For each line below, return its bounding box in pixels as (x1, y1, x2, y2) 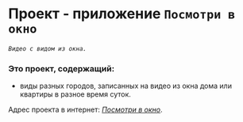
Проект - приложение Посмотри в (8, 5, 236, 23)
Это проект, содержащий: (8, 63, 115, 74)
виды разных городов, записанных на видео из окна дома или (19, 81, 233, 91)
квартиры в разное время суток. (19, 90, 131, 99)
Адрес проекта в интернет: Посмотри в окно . (8, 105, 163, 115)
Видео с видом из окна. (8, 44, 87, 52)
